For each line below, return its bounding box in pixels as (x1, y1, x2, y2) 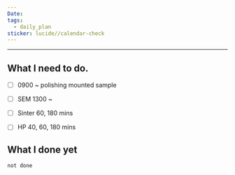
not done (7, 162, 33, 169)
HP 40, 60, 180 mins (17, 123, 76, 132)
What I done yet (7, 143, 78, 155)
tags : (7, 17, 23, 24)
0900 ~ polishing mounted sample (17, 81, 117, 90)
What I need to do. (7, 62, 89, 74)
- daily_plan (13, 23, 52, 30)
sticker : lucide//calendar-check (7, 29, 105, 37)
